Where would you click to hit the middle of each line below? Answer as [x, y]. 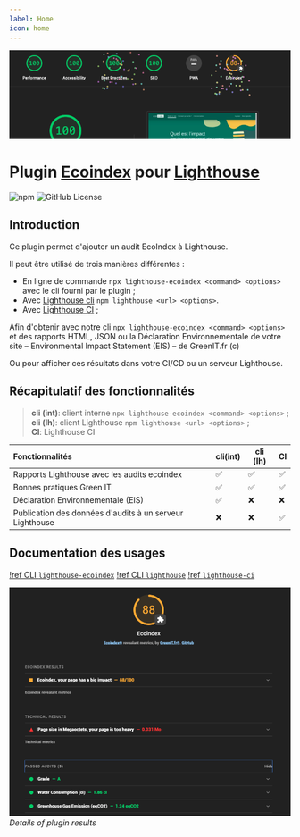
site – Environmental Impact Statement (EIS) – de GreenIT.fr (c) [125, 346]
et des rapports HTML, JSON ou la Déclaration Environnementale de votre [145, 336]
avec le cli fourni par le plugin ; [79, 290]
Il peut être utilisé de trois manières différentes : [97, 264]
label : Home [31, 19]
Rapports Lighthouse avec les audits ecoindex [98, 474]
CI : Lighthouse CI [63, 431]
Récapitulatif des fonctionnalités [102, 392]
